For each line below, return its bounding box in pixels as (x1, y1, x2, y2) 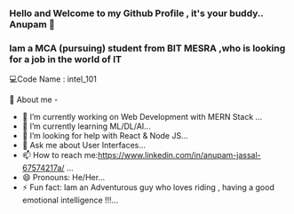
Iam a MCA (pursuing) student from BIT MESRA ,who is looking (9, 42, 286, 54)
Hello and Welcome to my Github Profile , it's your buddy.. (9, 7, 264, 20)
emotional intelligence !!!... (21, 194, 119, 206)
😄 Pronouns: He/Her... (21, 172, 105, 183)
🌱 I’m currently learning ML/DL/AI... (21, 121, 151, 131)
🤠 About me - (9, 94, 59, 105)
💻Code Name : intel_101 (9, 74, 98, 84)
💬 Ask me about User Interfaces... (21, 140, 147, 151)
